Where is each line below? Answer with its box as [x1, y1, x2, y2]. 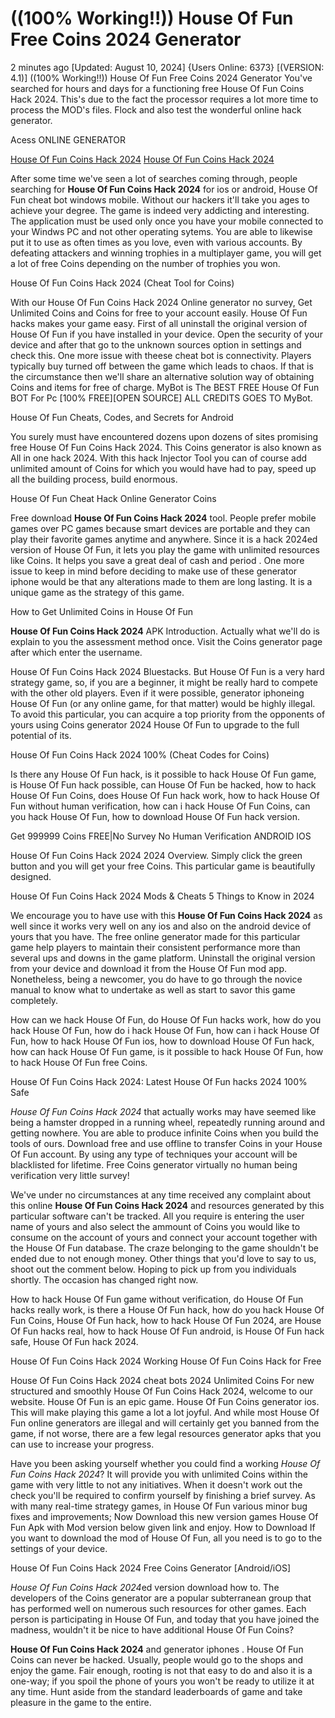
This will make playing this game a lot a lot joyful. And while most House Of [10, 1406, 320, 1418]
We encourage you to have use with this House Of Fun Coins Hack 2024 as [10, 909, 323, 921]
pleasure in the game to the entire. [10, 1696, 152, 1708]
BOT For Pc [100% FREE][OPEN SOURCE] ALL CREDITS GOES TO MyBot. [10, 392, 313, 404]
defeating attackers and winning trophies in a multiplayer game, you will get [10, 247, 322, 259]
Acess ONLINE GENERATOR [10, 133, 127, 146]
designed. [10, 870, 52, 882]
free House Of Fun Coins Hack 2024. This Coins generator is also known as [10, 441, 322, 453]
